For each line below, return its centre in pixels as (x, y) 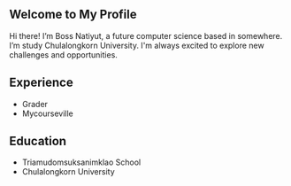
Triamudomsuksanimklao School (81, 162)
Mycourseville (47, 113)
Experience (41, 83)
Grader (35, 104)
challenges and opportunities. (63, 54)
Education (38, 141)
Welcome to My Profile (73, 15)
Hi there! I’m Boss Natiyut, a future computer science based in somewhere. (146, 35)
